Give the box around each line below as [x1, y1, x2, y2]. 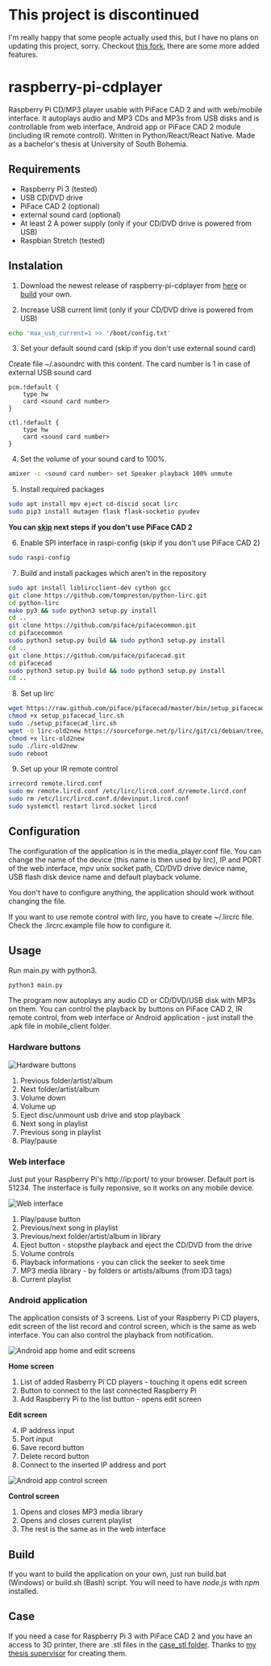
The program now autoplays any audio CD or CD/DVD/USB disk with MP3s [8, 996, 256, 1005]
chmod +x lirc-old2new [8, 734, 85, 742]
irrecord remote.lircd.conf [8, 780, 103, 788]
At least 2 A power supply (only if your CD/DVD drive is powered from [19, 218, 252, 228]
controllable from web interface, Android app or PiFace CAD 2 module [8, 121, 241, 131]
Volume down [19, 1093, 66, 1102]
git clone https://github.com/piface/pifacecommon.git [8, 621, 197, 630]
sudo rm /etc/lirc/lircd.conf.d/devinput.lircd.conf [8, 795, 190, 803]
